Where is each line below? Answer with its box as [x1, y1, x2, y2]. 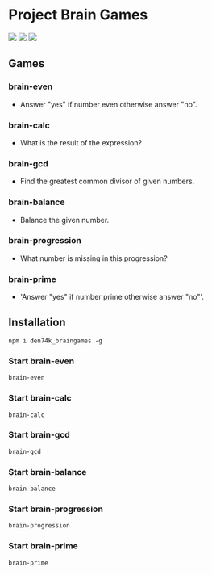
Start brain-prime [8, 540, 78, 552]
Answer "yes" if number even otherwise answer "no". [19, 99, 197, 109]
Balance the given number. [19, 215, 110, 225]
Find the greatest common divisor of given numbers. [19, 176, 195, 187]
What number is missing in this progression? [19, 253, 168, 263]
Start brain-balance [8, 466, 87, 477]
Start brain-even [8, 355, 75, 367]
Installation [8, 315, 66, 329]
